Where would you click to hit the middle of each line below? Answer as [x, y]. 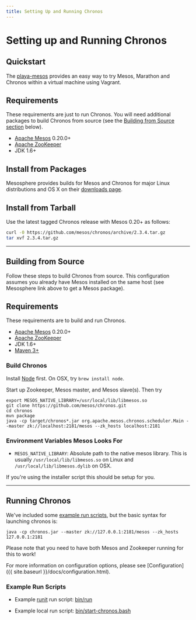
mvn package [20, 415]
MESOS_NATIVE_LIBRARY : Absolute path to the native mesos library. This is [101, 453]
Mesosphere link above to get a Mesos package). [65, 288]
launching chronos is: [32, 521]
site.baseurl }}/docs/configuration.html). [62, 571]
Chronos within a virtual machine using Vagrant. [64, 82]
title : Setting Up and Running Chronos [55, 11]
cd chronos [19, 411]
